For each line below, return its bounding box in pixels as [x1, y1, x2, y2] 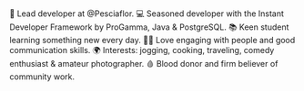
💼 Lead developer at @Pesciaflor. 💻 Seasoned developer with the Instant [9, 8, 285, 19]
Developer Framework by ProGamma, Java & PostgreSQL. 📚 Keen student [9, 22, 289, 32]
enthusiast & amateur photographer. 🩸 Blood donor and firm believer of [9, 59, 279, 68]
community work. [9, 71, 76, 82]
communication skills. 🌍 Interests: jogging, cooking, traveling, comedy [9, 45, 275, 55]
